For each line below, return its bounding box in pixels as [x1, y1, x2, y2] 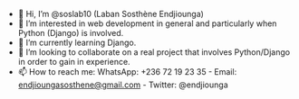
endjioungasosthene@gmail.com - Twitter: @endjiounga [17, 79, 228, 90]
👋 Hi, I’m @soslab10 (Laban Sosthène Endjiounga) [17, 9, 204, 19]
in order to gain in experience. [17, 57, 130, 67]
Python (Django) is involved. [17, 28, 124, 38]
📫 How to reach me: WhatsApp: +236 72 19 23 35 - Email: [17, 67, 237, 76]
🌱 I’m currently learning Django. [17, 37, 137, 48]
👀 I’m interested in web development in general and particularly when [17, 18, 277, 29]
